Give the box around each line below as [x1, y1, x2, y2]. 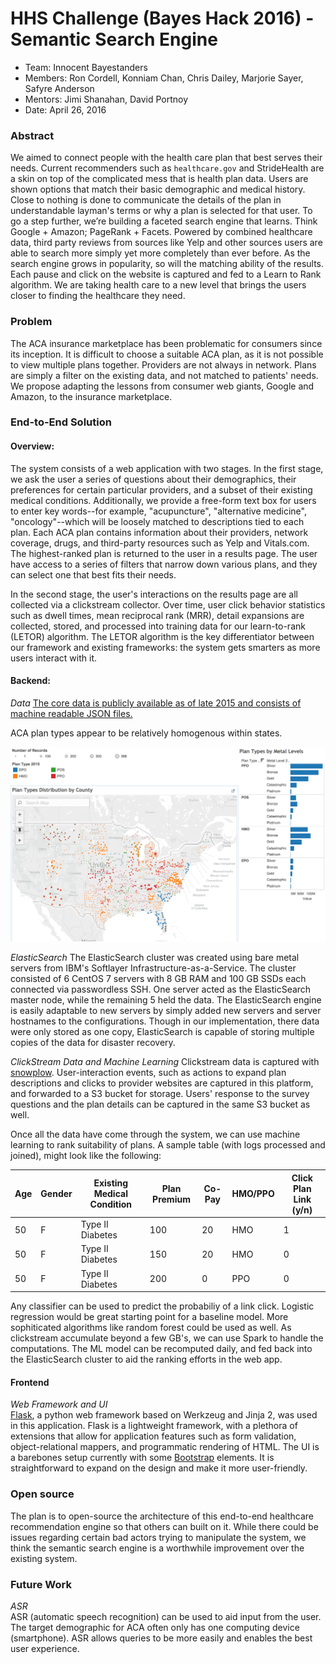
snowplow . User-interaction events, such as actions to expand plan [10, 1067, 287, 1079]
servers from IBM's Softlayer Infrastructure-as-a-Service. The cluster [10, 962, 297, 974]
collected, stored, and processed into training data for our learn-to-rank [10, 620, 306, 632]
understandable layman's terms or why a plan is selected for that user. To [10, 205, 313, 217]
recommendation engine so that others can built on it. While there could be [10, 1520, 319, 1532]
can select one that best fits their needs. [10, 568, 177, 581]
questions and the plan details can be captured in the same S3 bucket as [10, 1098, 311, 1111]
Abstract [10, 128, 55, 142]
